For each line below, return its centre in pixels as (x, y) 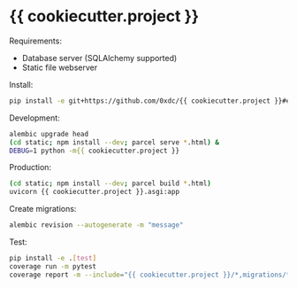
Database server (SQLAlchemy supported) (99, 58)
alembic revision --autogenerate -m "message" (96, 225)
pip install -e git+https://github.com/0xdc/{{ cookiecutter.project (140, 101)
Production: (30, 167)
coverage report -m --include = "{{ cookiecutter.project (114, 275)
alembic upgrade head (49, 134)
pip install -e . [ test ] (53, 259)
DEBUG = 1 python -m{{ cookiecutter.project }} (94, 151)
